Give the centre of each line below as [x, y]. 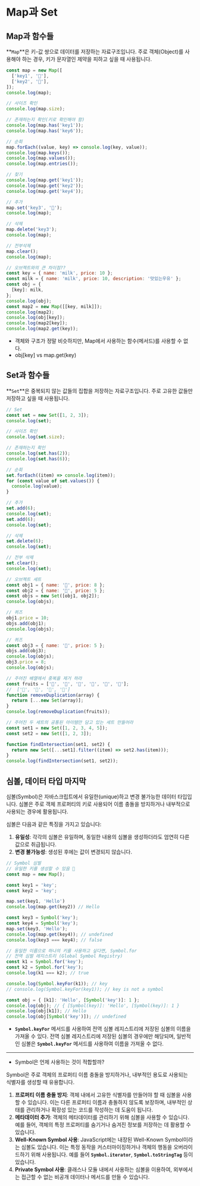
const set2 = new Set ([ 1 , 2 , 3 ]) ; [49, 733]
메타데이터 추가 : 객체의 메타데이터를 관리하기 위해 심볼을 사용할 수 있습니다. [102, 1117]
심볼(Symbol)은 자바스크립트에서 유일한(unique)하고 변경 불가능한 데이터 [91, 797]
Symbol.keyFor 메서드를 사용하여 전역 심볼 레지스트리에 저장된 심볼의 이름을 [103, 1029]
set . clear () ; [22, 563]
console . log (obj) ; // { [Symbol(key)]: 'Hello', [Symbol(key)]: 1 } [93, 1006]
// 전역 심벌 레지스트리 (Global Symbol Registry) [65, 956]
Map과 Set [32, 12]
